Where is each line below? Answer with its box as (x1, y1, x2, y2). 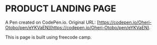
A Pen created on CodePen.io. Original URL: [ (5, 19, 99, 25)
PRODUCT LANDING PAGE (5, 3, 116, 14)
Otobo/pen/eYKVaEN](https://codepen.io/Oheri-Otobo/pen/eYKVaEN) (5, 24, 149, 30)
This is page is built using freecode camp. (5, 34, 92, 40)
